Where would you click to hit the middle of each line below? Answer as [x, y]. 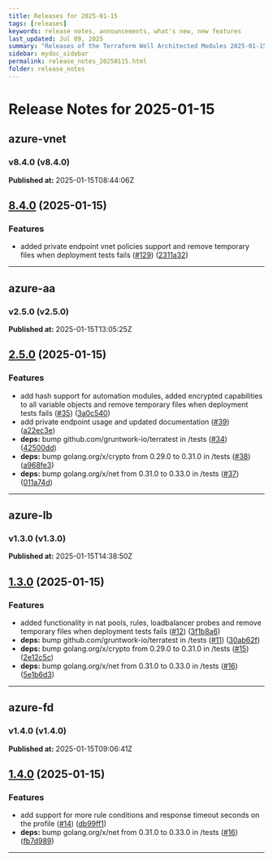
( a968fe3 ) [37, 465]
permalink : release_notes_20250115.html [78, 62]
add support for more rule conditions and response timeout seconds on [140, 815]
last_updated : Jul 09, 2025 [56, 39]
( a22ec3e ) [37, 430]
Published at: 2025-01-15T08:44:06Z [71, 180]
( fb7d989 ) [37, 841]
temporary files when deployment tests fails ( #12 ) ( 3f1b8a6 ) [120, 632]
